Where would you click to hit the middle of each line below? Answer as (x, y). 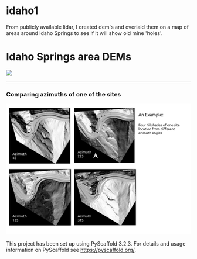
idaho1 (22, 11)
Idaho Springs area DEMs (69, 57)
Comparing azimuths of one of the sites (64, 94)
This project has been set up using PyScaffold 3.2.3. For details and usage (96, 243)
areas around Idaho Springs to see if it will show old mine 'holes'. (84, 33)
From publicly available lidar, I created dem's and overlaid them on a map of (98, 27)
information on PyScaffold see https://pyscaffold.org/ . (71, 250)
